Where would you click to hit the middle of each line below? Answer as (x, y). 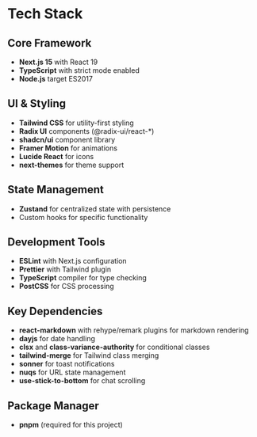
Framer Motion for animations (68, 148)
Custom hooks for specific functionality (83, 217)
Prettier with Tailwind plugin (65, 269)
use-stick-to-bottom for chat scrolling (82, 381)
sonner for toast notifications (67, 364)
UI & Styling (37, 104)
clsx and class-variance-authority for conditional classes (114, 347)
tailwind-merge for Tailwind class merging (89, 355)
